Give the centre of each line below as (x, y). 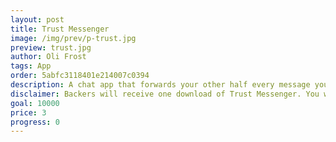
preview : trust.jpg (51, 47)
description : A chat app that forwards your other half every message (160, 85)
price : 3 (28, 112)
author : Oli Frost (48, 57)
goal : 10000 (35, 103)
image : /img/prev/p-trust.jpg (73, 38)
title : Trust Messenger (60, 29)
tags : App (31, 66)
